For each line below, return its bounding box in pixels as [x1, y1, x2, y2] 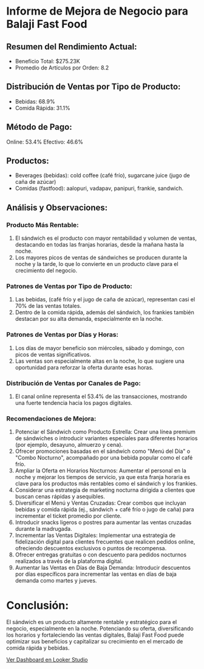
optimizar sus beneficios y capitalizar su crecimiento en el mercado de [6, 638, 183, 645]
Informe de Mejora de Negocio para [6, 4, 189, 18]
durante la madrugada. [15, 525, 72, 533]
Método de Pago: [6, 122, 72, 132]
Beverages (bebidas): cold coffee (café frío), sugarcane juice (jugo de [15, 172, 190, 179]
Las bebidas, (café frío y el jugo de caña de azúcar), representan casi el [15, 296, 195, 303]
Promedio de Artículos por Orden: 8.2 [15, 64, 109, 71]
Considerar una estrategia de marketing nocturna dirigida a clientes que [15, 486, 195, 494]
